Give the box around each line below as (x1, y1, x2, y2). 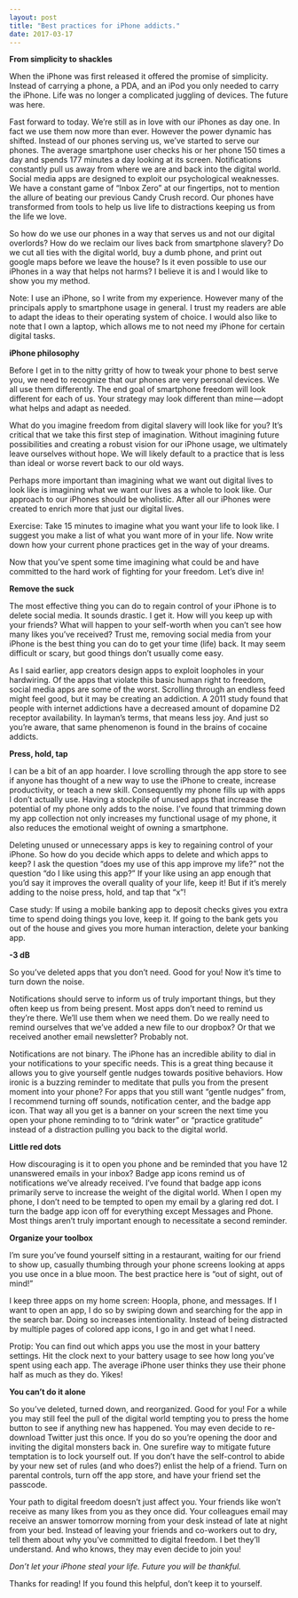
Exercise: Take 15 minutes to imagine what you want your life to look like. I (9, 521, 279, 532)
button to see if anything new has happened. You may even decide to (9, 1423, 263, 1433)
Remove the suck (9, 583, 74, 594)
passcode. (9, 1480, 48, 1490)
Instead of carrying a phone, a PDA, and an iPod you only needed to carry (9, 81, 279, 92)
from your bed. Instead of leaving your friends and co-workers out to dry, (9, 1525, 278, 1536)
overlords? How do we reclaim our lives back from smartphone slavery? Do (9, 237, 284, 249)
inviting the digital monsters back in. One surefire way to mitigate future (9, 1441, 271, 1452)
